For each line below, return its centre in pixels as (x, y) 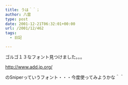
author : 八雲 (18, 14)
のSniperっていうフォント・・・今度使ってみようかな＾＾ (65, 77)
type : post (17, 19)
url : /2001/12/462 (24, 28)
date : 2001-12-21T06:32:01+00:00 (40, 24)
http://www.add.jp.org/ (29, 67)
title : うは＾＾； (23, 10)
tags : (11, 33)
